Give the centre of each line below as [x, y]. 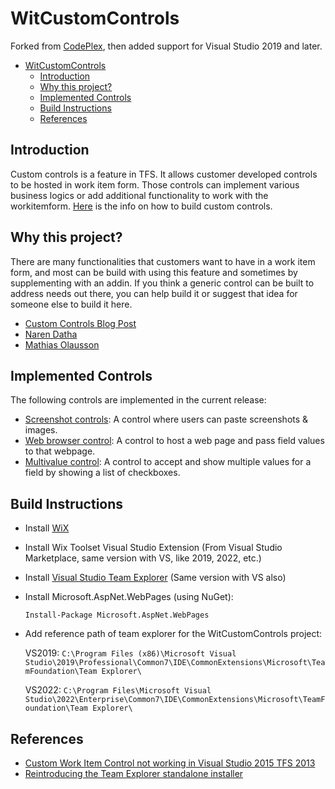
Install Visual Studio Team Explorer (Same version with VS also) [155, 578]
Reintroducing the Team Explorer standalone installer [134, 773]
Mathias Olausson [62, 344]
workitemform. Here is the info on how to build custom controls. [141, 206]
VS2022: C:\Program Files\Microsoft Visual [118, 690]
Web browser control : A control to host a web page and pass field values [174, 441]
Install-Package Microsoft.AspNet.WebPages [117, 615]
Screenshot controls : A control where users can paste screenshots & [166, 419]
